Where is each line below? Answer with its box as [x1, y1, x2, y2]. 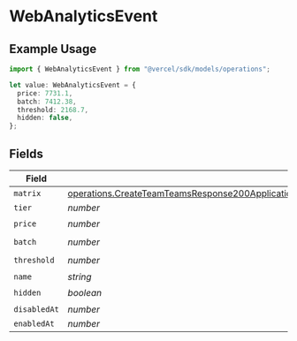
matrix [13, 188, 42, 198]
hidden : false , [17, 113, 73, 123]
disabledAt [13, 304, 59, 314]
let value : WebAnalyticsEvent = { [9, 80, 137, 89]
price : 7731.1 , [17, 88, 73, 98]
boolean [67, 287, 103, 299]
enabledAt [13, 318, 55, 329]
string [67, 270, 92, 283]
